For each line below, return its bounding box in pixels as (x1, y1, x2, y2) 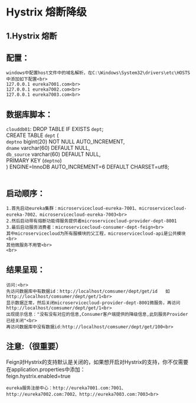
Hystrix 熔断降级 (6, 5, 87, 19)
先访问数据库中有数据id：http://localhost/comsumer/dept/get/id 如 (6, 288, 170, 294)
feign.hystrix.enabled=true (6, 372, 71, 379)
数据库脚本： (6, 109, 53, 119)
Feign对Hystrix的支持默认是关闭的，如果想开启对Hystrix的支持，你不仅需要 (6, 358, 189, 365)
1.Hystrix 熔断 (6, 31, 57, 41)
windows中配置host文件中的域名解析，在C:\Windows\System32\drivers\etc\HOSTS (6, 70, 191, 76)
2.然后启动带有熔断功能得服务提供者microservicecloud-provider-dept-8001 (6, 218, 177, 224)
